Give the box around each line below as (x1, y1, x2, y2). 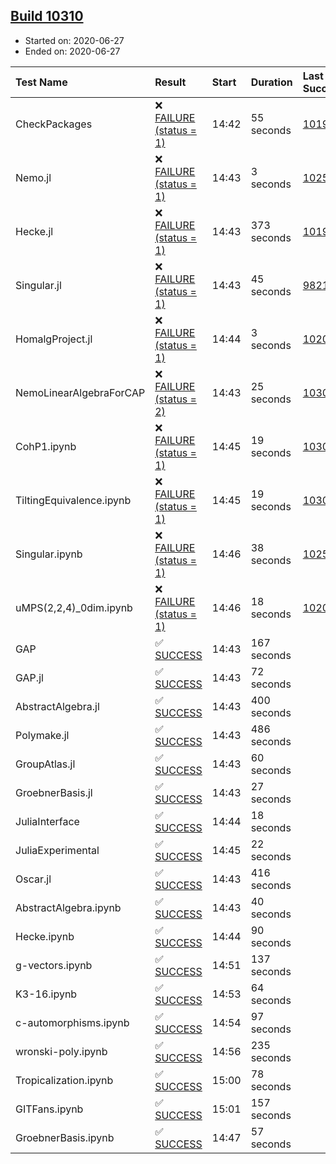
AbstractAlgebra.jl (15, 699, 100, 713)
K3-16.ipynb (15, 987, 78, 1001)
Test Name (15, 75, 68, 89)
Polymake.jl (15, 728, 70, 742)
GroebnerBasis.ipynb (15, 1130, 115, 1144)
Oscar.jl (15, 872, 52, 886)
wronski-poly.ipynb (15, 1044, 108, 1058)
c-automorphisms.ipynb (15, 1015, 130, 1029)
